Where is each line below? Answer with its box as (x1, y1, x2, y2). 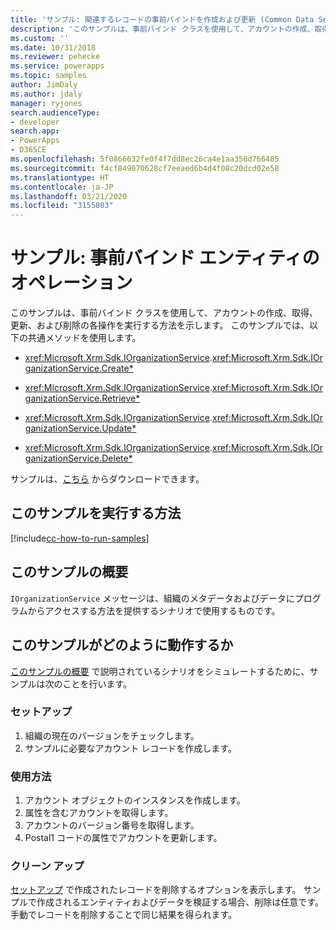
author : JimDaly (10, 80, 78, 90)
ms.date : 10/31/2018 (10, 42, 97, 53)
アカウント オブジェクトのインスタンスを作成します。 (24, 794, 246, 806)
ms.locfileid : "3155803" (10, 201, 114, 211)
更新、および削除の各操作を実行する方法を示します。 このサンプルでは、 (10, 319, 310, 331)
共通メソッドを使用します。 (27, 332, 142, 344)
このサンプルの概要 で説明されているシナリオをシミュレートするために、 (10, 665, 310, 677)
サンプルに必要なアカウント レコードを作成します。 (24, 742, 237, 754)
